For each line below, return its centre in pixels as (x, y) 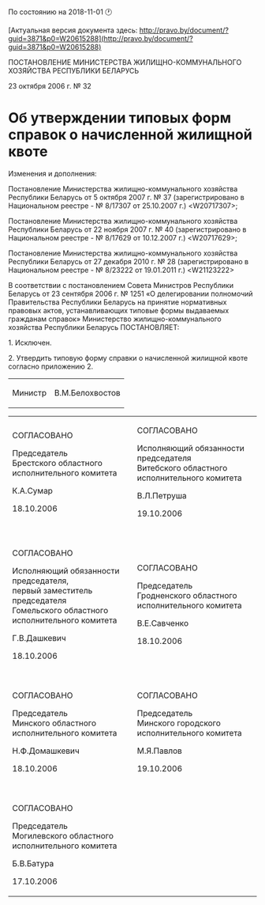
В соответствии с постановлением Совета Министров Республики (121, 285)
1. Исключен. (30, 343)
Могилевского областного (63, 835)
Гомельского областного (60, 610)
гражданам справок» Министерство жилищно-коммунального (115, 319)
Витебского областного (182, 468)
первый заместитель (52, 590)
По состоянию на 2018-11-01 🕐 (60, 12)
